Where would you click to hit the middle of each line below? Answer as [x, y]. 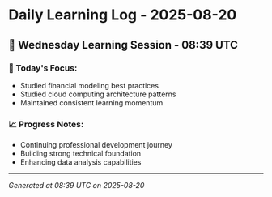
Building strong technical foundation [81, 154]
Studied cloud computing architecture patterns [98, 94]
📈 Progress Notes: [46, 124]
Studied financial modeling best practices [89, 85]
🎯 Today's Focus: [43, 68]
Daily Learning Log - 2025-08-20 [123, 15]
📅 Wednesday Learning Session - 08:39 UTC [123, 45]
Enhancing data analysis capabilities [81, 162]
